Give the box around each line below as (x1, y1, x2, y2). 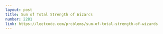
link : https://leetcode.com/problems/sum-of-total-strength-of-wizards (5, 21, 158, 26)
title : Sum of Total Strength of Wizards (5, 12, 93, 17)
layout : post (5, 7, 33, 12)
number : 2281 (5, 16, 33, 21)
